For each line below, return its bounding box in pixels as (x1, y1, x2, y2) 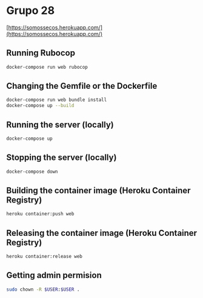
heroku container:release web (6, 254, 83, 260)
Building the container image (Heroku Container (6, 185, 191, 195)
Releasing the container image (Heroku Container (6, 227, 198, 238)
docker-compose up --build (6, 103, 75, 109)
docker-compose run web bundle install (6, 97, 107, 103)
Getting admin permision (6, 270, 102, 280)
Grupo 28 (6, 4, 55, 18)
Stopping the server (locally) (6, 153, 117, 163)
